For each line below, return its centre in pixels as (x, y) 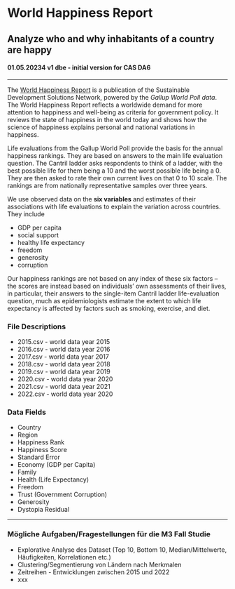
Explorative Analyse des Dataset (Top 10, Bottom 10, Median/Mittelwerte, (122, 550)
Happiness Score (42, 450)
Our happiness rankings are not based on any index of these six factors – (113, 278)
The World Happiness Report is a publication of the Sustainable (99, 90)
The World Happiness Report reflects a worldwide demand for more (105, 105)
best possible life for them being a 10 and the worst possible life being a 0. (114, 171)
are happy (30, 49)
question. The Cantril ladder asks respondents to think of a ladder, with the (115, 163)
